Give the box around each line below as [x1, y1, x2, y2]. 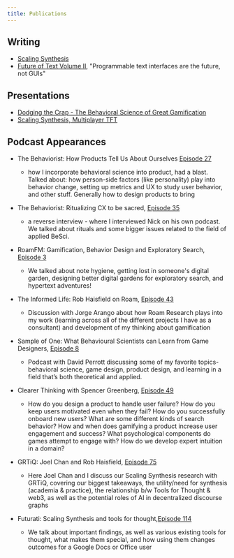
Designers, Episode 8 [17, 344, 79, 353]
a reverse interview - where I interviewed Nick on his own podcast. [27, 217, 221, 226]
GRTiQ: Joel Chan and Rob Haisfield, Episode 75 [17, 458, 157, 467]
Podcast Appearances [7, 135, 106, 147]
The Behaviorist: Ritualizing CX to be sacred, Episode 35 [17, 204, 180, 212]
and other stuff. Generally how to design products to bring [27, 190, 196, 199]
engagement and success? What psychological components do [27, 429, 211, 438]
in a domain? [27, 444, 65, 453]
